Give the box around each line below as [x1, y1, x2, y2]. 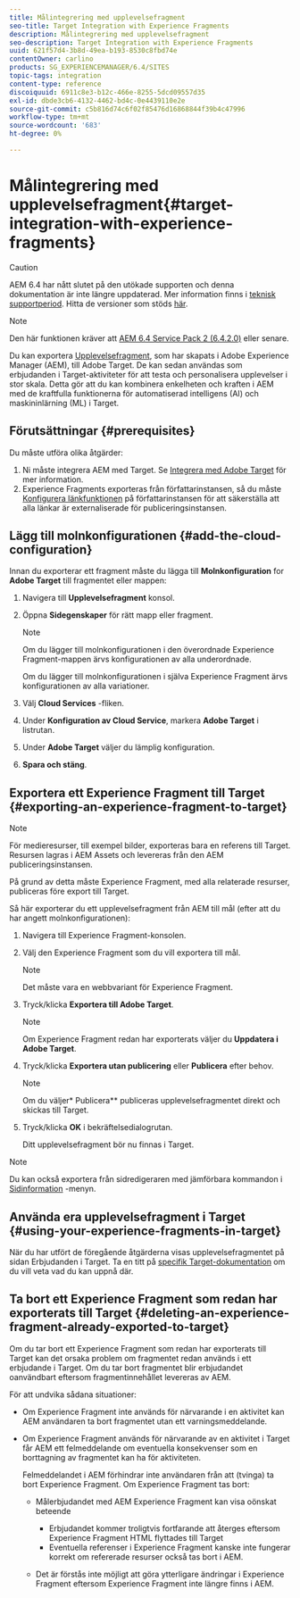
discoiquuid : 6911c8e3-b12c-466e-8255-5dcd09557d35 [9, 87, 205, 96]
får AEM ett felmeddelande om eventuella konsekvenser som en [21, 1443, 258, 1453]
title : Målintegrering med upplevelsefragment [9, 12, 186, 22]
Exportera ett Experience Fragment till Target [9, 785, 265, 800]
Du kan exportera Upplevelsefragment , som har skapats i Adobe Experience [9, 350, 289, 361]
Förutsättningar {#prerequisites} [9, 423, 196, 438]
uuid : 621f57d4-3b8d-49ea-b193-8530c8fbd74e [9, 46, 178, 55]
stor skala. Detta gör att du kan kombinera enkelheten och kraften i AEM [9, 379, 274, 389]
